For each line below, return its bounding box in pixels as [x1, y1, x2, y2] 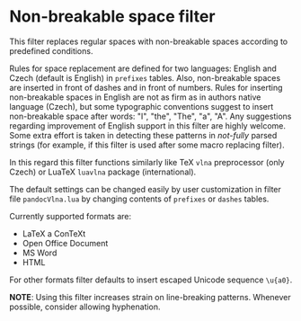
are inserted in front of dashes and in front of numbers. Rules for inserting [9, 82, 283, 93]
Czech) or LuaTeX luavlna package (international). [9, 166, 197, 177]
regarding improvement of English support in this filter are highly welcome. [9, 120, 286, 131]
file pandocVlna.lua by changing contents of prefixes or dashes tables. [9, 193, 270, 204]
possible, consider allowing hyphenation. [9, 301, 161, 312]
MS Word [22, 247, 58, 258]
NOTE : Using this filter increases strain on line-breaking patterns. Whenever [9, 291, 292, 302]
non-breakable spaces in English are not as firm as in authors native [9, 92, 261, 103]
